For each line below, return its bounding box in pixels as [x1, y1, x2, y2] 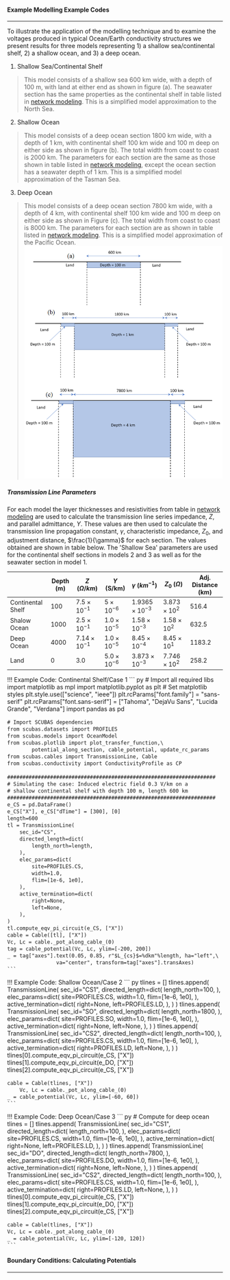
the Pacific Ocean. [23, 238, 77, 247]
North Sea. [23, 105, 55, 113]
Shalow [10, 617, 31, 625]
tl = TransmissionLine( [7, 821, 75, 829]
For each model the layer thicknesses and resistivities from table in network [7, 505, 220, 514]
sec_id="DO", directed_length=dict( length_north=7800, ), [7, 1149, 170, 1157]
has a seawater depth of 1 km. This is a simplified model [23, 168, 182, 176]
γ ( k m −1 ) [131, 580, 157, 590]
